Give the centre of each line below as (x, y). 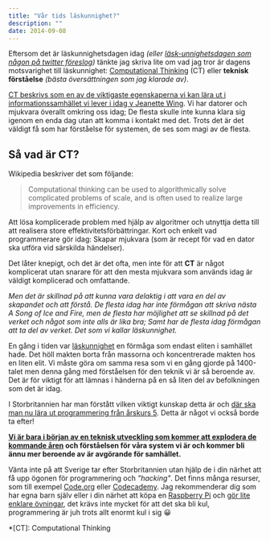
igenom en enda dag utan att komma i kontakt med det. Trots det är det (126, 121)
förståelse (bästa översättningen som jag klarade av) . (98, 79)
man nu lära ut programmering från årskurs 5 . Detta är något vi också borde (134, 413)
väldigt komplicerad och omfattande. (69, 281)
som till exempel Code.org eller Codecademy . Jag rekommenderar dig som (133, 487)
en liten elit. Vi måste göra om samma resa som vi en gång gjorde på (122, 363)
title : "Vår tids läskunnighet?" (64, 16)
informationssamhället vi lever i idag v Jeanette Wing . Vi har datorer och (128, 103)
